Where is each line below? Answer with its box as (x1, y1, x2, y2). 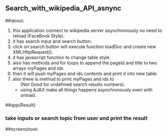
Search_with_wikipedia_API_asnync (5, 4, 122, 13)
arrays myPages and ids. (12, 65, 65, 71)
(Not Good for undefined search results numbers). (20, 81, 125, 87)
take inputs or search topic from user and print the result (5, 114, 148, 121)
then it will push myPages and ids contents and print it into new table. (12, 71, 158, 77)
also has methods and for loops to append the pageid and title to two (12, 59, 157, 65)
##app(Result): (5, 101, 37, 108)
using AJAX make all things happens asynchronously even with (20, 86, 153, 93)
